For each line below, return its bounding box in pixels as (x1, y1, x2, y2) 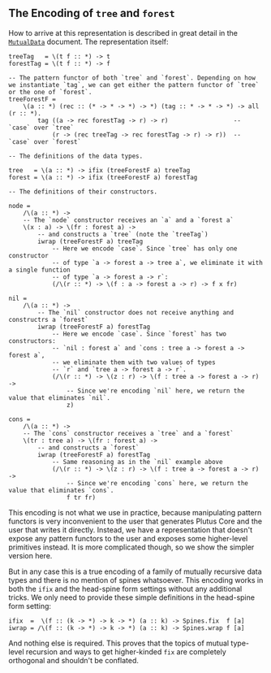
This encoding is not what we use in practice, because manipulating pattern (8, 507, 262, 517)
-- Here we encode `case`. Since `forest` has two (51, 329, 227, 338)
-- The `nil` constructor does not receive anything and (37, 308, 234, 316)
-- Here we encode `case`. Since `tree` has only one (51, 244, 238, 253)
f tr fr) (66, 493, 96, 501)
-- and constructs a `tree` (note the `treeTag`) (37, 230, 209, 238)
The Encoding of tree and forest (8, 7, 175, 20)
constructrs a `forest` (8, 315, 89, 323)
